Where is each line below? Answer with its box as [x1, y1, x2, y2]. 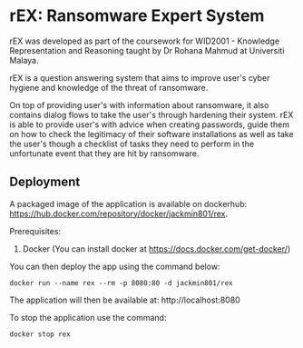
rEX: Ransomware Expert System [9, 5, 265, 26]
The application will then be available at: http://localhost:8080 [9, 294, 240, 305]
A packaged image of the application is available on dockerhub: [9, 198, 248, 209]
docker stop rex [9, 329, 71, 339]
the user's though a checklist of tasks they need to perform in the [9, 138, 255, 149]
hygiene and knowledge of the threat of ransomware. [9, 82, 209, 93]
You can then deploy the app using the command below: [9, 261, 220, 272]
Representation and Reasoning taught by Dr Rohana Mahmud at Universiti [9, 45, 285, 55]
